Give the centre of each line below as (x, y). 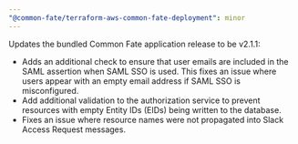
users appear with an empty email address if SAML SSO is (131, 81)
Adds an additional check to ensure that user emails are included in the (155, 61)
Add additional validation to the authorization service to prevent (141, 100)
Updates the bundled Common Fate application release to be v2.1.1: (134, 44)
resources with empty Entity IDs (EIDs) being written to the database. (151, 109)
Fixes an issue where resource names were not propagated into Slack (153, 119)
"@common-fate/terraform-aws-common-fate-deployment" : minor (127, 18)
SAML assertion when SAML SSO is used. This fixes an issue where (149, 71)
